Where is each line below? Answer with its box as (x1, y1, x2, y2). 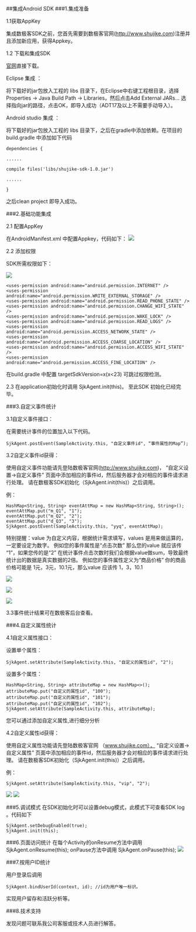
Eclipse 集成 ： (6, 75, 42, 81)
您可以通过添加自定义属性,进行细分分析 (6, 717, 101, 724)
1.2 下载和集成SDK (6, 50, 51, 57)
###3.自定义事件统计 (6, 403, 57, 410)
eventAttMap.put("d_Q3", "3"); (6, 518, 82, 524)
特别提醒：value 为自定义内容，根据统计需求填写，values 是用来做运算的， (6, 535, 187, 541)
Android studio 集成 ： (6, 114, 60, 121)
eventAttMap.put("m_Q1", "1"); (6, 508, 82, 514)
